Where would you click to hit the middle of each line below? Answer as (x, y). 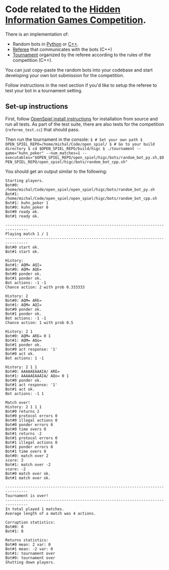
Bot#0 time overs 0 (26, 429)
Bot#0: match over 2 (27, 456)
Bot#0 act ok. (20, 353)
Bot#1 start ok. (22, 252)
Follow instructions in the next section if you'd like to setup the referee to (81, 85)
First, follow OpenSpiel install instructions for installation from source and (81, 119)
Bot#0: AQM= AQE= (24, 269)
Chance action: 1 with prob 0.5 (39, 323)
